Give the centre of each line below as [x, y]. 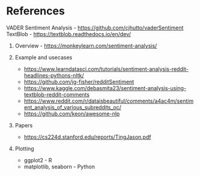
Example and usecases [44, 57]
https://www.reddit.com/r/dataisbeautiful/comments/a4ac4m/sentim [109, 101]
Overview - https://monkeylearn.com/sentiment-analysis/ [86, 46]
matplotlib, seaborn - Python [59, 166]
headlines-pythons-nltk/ [54, 75]
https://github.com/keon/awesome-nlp [72, 114]
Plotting [24, 148]
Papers [24, 125]
